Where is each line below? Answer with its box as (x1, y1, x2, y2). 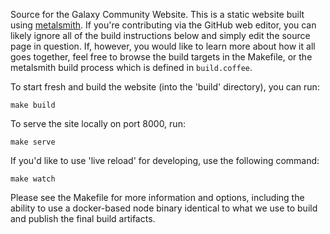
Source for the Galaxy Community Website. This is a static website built (10, 9, 305, 20)
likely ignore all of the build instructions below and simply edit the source (10, 30, 311, 41)
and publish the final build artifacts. (10, 213, 156, 224)
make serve (10, 137, 56, 147)
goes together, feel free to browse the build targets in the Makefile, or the (10, 51, 313, 63)
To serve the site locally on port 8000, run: (10, 118, 186, 129)
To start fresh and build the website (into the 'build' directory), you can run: (10, 81, 320, 93)
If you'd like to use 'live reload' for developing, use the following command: (10, 155, 320, 166)
